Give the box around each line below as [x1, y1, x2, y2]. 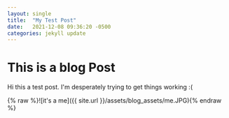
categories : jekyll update [7, 29, 86, 37]
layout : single [7, 10, 52, 17]
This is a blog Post [7, 60, 116, 75]
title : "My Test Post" [7, 17, 77, 24]
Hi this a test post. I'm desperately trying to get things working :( [7, 83, 193, 91]
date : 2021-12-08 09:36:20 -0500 [7, 23, 111, 30]
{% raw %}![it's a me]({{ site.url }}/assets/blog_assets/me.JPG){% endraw [7, 96, 222, 105]
